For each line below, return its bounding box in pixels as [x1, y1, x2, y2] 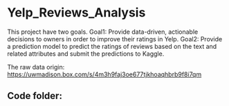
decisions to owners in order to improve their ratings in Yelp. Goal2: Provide [7, 34, 223, 43]
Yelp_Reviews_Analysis [7, 5, 146, 21]
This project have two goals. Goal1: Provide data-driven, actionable [7, 28, 199, 36]
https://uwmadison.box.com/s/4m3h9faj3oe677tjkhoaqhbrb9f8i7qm [7, 70, 202, 78]
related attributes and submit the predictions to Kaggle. [7, 50, 165, 58]
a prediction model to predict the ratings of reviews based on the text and [7, 42, 217, 50]
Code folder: [7, 90, 62, 102]
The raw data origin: [7, 63, 65, 71]
